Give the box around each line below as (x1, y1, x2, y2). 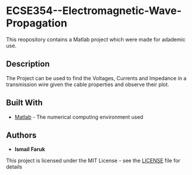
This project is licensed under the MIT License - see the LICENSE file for (6, 157, 180, 164)
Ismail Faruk (14, 146, 46, 153)
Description (6, 59, 50, 69)
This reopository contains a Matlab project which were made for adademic (6, 36, 186, 43)
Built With (6, 98, 43, 108)
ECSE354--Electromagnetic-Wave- (6, 4, 182, 18)
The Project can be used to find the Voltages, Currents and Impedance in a (6, 74, 187, 81)
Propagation (6, 16, 67, 30)
